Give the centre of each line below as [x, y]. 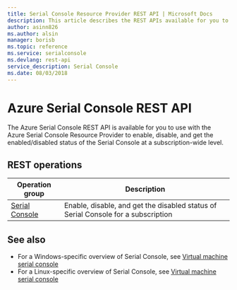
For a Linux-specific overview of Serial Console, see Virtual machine [117, 272]
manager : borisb [31, 40]
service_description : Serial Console [63, 66]
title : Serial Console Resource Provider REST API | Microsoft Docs [110, 14]
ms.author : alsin [33, 34]
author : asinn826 [33, 27]
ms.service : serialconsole [47, 54]
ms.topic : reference [38, 47]
